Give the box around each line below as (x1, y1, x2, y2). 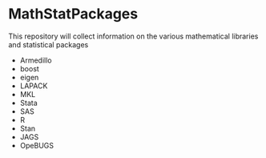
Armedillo (19, 55, 52, 65)
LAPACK (19, 81, 48, 91)
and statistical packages (8, 39, 89, 49)
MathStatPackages (8, 5, 139, 23)
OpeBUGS (19, 140, 54, 150)
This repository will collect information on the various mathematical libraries (8, 31, 259, 41)
